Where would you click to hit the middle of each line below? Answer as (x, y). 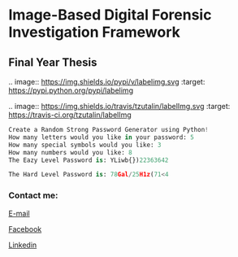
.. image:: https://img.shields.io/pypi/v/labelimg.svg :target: (107, 82)
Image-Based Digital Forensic (110, 15)
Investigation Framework (95, 32)
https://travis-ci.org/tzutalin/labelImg (70, 115)
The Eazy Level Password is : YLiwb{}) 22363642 (89, 160)
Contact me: (33, 195)
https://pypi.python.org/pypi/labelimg (71, 90)
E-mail (19, 213)
